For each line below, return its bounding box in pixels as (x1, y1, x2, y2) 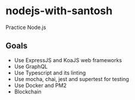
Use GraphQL (14, 63, 48, 70)
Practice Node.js (5, 24, 46, 31)
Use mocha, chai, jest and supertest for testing (14, 75, 129, 82)
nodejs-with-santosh (5, 4, 113, 18)
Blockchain (14, 88, 42, 95)
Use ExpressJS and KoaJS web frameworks (14, 56, 123, 63)
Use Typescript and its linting (14, 69, 86, 76)
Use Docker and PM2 (14, 82, 67, 89)
